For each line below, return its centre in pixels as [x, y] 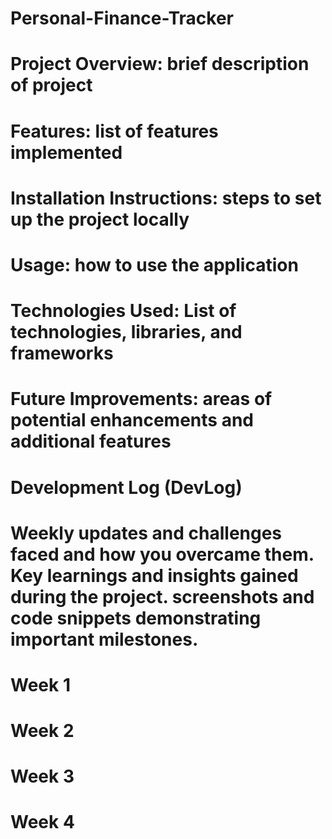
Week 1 [40, 684]
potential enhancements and [132, 420]
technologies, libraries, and [126, 332]
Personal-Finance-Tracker [122, 18]
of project [51, 85]
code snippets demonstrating [136, 618]
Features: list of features [114, 131]
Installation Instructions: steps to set [166, 198]
